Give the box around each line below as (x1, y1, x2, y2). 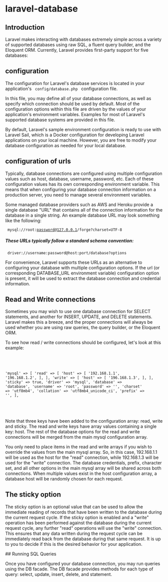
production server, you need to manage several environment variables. (5, 191, 151, 198)
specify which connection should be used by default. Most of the (5, 101, 140, 107)
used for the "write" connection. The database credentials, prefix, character (5, 459, 162, 465)
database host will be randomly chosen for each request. (5, 475, 123, 481)
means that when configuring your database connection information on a (5, 186, 156, 192)
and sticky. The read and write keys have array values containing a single (5, 423, 157, 429)
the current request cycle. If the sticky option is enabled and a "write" (5, 514, 149, 520)
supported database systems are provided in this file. (5, 117, 115, 123)
